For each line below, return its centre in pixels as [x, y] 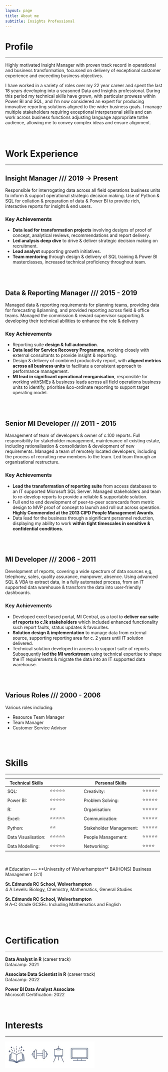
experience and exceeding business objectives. [54, 76]
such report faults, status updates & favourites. [61, 627]
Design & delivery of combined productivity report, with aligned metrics [87, 361]
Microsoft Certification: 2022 [35, 995]
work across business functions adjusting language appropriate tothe [77, 117]
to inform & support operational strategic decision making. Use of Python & [82, 196]
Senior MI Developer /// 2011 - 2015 [61, 423]
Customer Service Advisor [39, 728]
